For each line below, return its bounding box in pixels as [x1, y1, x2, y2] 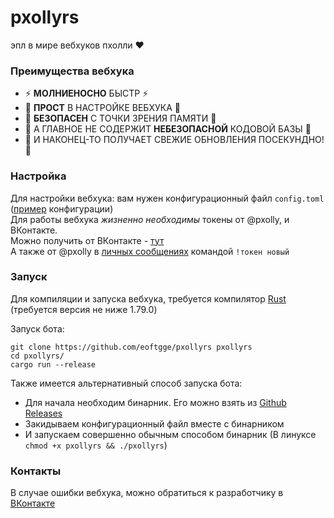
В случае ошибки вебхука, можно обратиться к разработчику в [10, 487, 284, 499]
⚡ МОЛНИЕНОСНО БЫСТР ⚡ [24, 87, 149, 100]
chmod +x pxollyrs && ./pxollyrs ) [24, 439, 168, 451]
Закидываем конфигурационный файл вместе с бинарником [24, 417, 285, 430]
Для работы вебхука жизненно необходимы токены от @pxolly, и [10, 213, 290, 225]
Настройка [10, 169, 67, 183]
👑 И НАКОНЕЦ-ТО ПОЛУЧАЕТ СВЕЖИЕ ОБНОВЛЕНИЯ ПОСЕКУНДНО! [24, 134, 325, 146]
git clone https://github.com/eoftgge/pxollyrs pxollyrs [10, 342, 253, 352]
